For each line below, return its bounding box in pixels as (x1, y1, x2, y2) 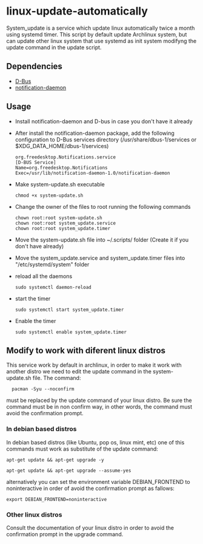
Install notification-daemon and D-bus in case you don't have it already (15, 117, 193, 125)
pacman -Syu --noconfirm (12, 386, 75, 392)
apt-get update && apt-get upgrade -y (6, 457, 104, 463)
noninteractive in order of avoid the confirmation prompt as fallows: (6, 484, 175, 492)
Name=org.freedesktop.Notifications (15, 165, 108, 171)
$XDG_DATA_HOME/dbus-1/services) (15, 142, 109, 149)
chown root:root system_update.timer (15, 225, 111, 231)
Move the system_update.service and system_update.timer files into (15, 254, 185, 262)
